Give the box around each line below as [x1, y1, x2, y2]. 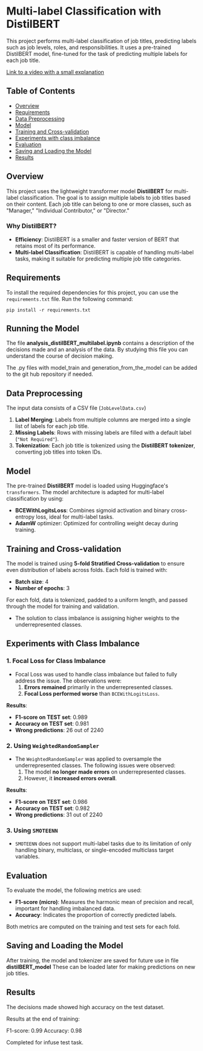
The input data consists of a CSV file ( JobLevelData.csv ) [6, 404, 147, 412]
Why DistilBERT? [6, 222, 57, 230]
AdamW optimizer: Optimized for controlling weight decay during [15, 520, 179, 527]
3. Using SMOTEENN [6, 826, 58, 834]
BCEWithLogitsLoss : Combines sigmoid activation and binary [15, 507, 170, 514]
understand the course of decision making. [6, 352, 114, 359]
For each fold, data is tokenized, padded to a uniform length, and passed [6, 596, 188, 604]
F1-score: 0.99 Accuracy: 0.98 [6, 1027, 82, 1034]
